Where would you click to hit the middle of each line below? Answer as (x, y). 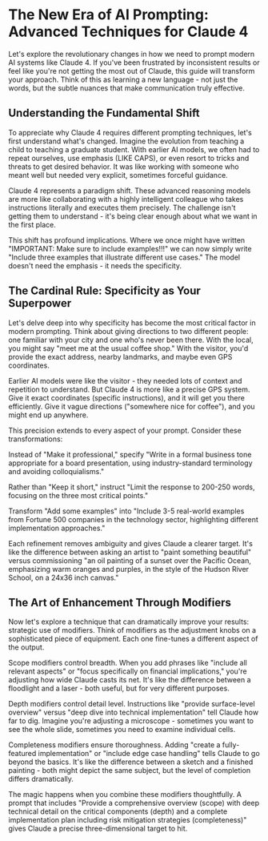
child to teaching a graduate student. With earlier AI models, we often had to (134, 149)
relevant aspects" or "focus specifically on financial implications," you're (128, 671)
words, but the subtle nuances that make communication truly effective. (127, 88)
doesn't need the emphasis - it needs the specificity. (95, 265)
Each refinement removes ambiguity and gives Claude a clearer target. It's (131, 543)
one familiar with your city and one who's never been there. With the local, (131, 340)
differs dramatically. (41, 779)
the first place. (32, 224)
